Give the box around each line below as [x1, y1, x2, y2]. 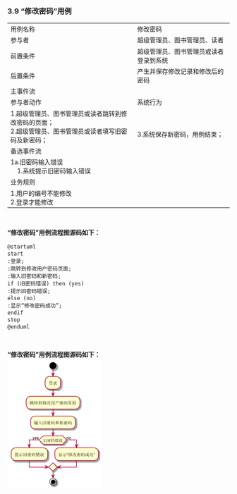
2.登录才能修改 [10, 197, 54, 206]
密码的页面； [16, 118, 54, 126]
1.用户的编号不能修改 [10, 189, 72, 197]
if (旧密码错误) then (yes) [7, 280, 85, 288]
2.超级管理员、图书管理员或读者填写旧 [10, 127, 121, 135]
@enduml [7, 323, 30, 331]
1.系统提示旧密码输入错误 [17, 167, 91, 175]
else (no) [7, 295, 37, 302]
